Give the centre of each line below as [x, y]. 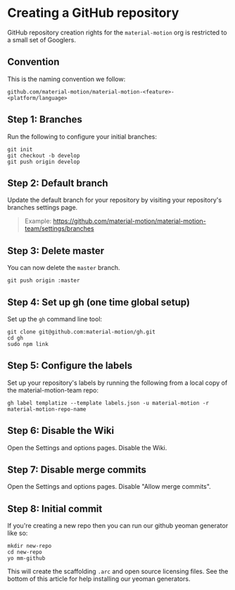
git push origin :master [44, 281]
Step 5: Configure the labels [70, 366]
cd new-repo [25, 552]
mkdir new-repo [30, 546]
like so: [18, 533]
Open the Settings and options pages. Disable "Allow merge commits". [109, 487]
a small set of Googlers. [42, 39]
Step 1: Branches [45, 120]
